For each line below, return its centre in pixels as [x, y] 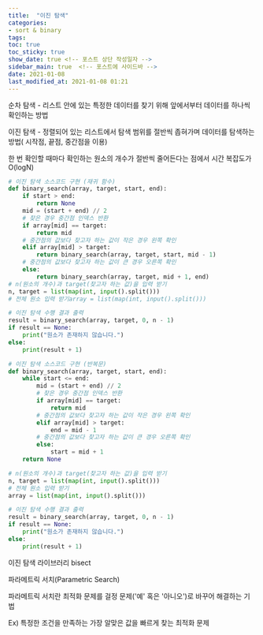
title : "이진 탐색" [39, 15]
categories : [28, 23]
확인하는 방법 [28, 114]
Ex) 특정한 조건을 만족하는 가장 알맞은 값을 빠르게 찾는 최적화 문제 [109, 622]
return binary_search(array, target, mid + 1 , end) [123, 277]
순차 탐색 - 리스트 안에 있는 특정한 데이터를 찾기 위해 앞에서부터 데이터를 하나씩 [129, 105]
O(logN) [21, 167]
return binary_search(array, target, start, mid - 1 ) [126, 255]
